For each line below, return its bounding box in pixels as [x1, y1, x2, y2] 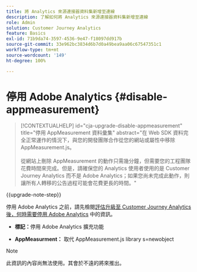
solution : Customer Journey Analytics [6, 25, 101, 31]
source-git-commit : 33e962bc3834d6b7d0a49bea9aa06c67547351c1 [6, 42, 162, 48]
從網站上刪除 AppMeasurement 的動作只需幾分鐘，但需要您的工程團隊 [20, 157, 191, 164]
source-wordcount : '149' [6, 52, 67, 58]
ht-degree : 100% [6, 58, 46, 63]
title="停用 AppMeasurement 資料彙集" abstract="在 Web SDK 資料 [20, 129, 183, 136]
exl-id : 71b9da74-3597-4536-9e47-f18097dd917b [6, 36, 122, 42]
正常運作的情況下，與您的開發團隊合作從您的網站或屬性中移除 [25, 136, 175, 144]
